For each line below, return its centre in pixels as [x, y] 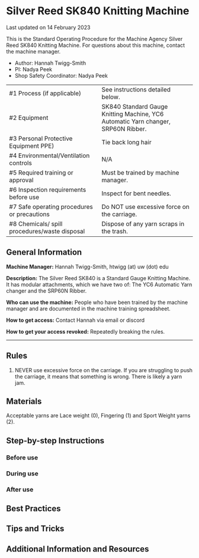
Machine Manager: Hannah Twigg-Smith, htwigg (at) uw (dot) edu [87, 267]
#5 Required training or [41, 172]
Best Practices [33, 508]
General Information [44, 253]
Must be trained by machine [140, 172]
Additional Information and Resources [78, 549]
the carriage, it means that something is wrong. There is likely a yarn [98, 376]
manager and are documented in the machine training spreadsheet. [88, 308]
